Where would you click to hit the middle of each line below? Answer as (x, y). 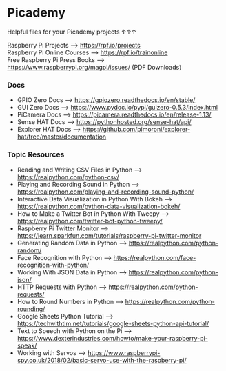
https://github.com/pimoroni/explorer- (136, 130)
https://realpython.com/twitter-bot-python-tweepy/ (90, 221)
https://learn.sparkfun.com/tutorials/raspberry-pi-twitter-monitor (109, 235)
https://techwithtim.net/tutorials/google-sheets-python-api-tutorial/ (113, 323)
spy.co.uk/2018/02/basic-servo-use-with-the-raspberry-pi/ (102, 360)
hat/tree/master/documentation (62, 137)
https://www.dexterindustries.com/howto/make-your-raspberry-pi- (112, 338)
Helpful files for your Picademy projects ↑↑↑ (72, 32)
